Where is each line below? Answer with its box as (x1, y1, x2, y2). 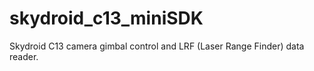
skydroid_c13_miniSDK (9, 7, 204, 30)
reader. (9, 50, 39, 62)
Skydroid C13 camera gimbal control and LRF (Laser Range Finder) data (9, 40, 305, 52)
